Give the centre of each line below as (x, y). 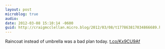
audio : (12, 18)
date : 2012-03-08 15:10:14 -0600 (39, 23)
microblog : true (22, 14)
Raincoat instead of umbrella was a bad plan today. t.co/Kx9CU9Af (73, 41)
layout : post (18, 9)
